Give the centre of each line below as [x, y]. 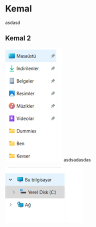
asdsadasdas [77, 159]
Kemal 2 [18, 38]
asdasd [13, 22]
